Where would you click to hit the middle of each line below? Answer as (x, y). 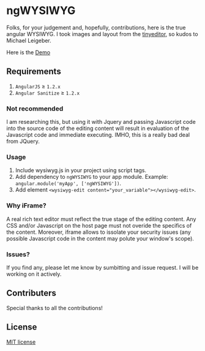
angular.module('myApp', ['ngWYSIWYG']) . (68, 183)
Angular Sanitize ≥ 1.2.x (47, 93)
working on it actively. (34, 274)
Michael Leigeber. (29, 40)
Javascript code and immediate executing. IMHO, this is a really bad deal (98, 135)
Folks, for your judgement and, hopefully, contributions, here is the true (96, 27)
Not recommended (35, 109)
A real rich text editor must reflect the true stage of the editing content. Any (101, 219)
